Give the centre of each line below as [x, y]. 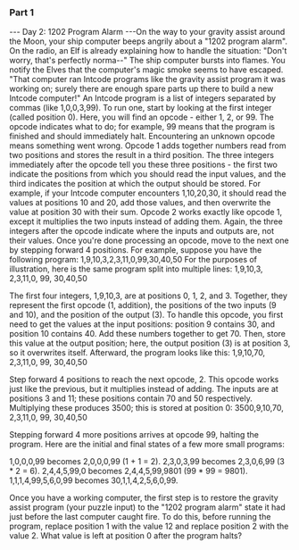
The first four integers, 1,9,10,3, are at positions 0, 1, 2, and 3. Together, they [149, 296]
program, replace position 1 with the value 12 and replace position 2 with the [149, 526]
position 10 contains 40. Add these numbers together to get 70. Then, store [147, 334]
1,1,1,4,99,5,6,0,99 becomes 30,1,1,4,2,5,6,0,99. [94, 480]
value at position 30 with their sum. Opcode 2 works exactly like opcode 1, [146, 212]
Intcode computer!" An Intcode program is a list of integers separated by [143, 98]
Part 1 [21, 12]
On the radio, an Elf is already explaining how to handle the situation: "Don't [148, 51]
